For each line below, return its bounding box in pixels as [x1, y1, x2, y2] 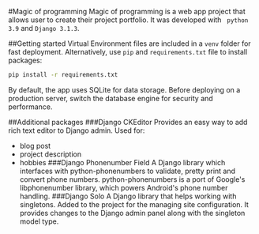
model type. [19, 217, 59, 226]
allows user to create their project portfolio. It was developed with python [8, 15, 249, 25]
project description [19, 149, 81, 159]
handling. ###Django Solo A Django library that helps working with [19, 191, 237, 201]
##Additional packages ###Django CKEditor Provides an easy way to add [8, 117, 248, 126]
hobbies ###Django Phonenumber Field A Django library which [19, 157, 226, 167]
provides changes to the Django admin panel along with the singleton [19, 208, 246, 217]
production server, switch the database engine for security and [8, 93, 213, 103]
